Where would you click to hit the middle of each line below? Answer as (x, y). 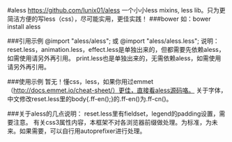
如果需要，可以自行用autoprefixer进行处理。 (83, 131)
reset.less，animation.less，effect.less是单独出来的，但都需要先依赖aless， (116, 50)
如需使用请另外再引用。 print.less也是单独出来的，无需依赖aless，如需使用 (114, 58)
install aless (24, 27)
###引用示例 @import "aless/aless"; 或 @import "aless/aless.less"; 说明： (113, 41)
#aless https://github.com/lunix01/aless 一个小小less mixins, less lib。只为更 (116, 10)
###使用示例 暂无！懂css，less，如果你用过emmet (80, 81)
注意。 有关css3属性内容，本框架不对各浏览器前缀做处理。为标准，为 (113, 122)
